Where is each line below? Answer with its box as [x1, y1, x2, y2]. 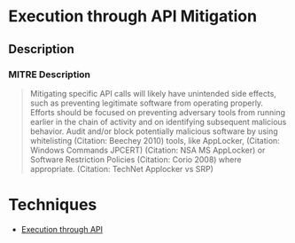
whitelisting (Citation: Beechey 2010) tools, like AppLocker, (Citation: [29, 135, 280, 145]
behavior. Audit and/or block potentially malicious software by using [29, 126, 278, 137]
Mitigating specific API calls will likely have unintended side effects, [29, 88, 276, 98]
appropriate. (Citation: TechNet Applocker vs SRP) [29, 163, 214, 174]
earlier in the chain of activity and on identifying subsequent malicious [29, 116, 287, 127]
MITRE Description [8, 68, 90, 81]
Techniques [8, 195, 97, 215]
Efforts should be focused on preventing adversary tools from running [29, 106, 285, 117]
